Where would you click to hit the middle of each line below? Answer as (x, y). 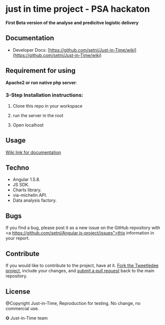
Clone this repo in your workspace (47, 106)
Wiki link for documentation (33, 152)
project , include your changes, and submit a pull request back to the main (80, 271)
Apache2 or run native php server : (41, 83)
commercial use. (22, 308)
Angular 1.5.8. (27, 179)
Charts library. (27, 190)
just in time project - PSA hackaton (78, 9)
